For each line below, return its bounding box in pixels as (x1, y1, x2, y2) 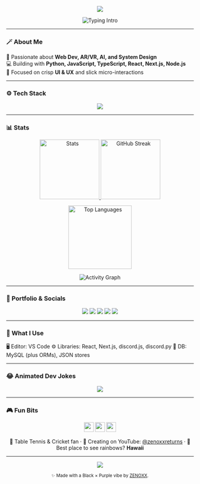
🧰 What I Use (6, 329, 44, 337)
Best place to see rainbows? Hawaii (56, 445, 144, 452)
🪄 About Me (6, 38, 43, 46)
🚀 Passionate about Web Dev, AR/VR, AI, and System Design (6, 54, 157, 61)
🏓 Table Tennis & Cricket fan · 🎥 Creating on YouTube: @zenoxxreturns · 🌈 (10, 438, 190, 445)
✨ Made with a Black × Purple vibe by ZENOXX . (51, 473, 149, 479)
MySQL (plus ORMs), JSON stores (6, 352, 90, 359)
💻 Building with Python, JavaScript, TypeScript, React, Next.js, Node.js (6, 60, 186, 67)
